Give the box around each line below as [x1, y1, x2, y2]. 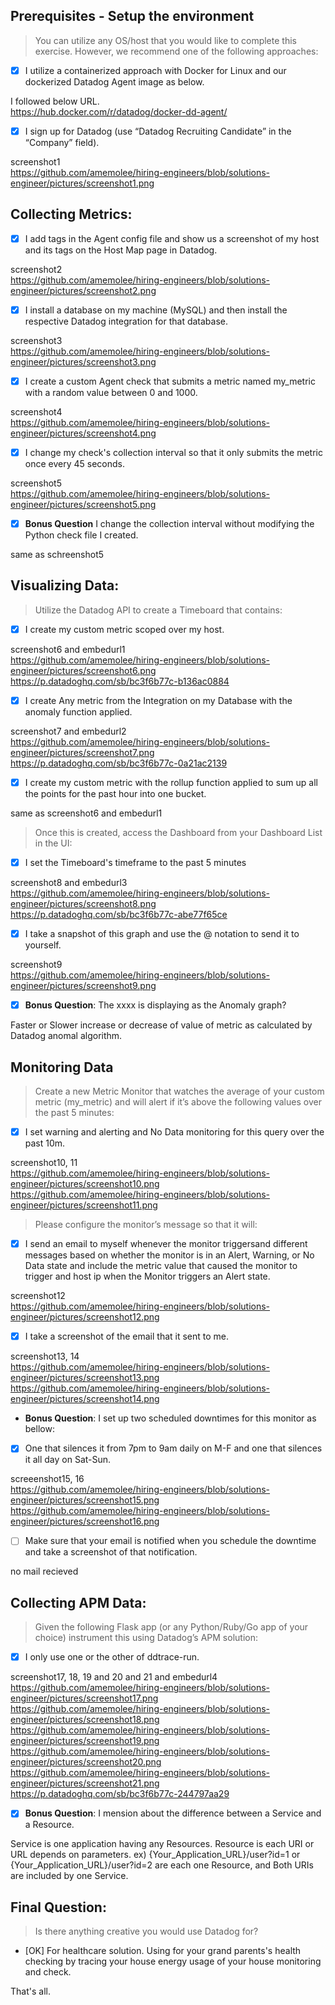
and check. [24, 1966, 72, 1978]
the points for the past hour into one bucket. [24, 788, 207, 800]
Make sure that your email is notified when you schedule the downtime [24, 1535, 317, 1547]
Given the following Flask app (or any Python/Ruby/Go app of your [34, 1621, 309, 1633]
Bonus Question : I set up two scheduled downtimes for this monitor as [24, 1412, 317, 1424]
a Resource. [24, 1819, 75, 1831]
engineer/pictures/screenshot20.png [10, 1756, 162, 1768]
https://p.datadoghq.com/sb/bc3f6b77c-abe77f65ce [10, 909, 228, 921]
